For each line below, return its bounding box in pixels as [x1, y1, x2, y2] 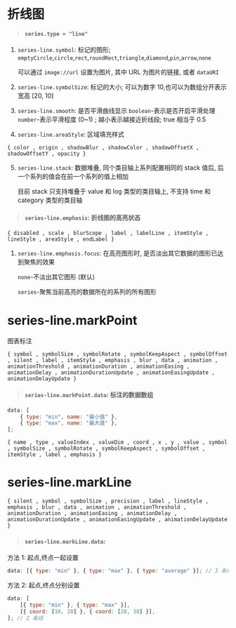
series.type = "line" [24, 30, 88, 37]
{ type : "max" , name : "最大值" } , [20, 420, 118, 427]
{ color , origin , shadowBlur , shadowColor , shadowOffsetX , [7, 145, 199, 152]
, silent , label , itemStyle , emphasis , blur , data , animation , [7, 356, 218, 363]
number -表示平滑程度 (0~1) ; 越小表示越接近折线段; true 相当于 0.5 [17, 115, 206, 123]
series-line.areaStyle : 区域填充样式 [17, 131, 125, 139]
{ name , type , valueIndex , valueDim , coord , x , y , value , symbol [7, 439, 228, 446]
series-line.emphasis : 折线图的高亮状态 [24, 213, 140, 222]
